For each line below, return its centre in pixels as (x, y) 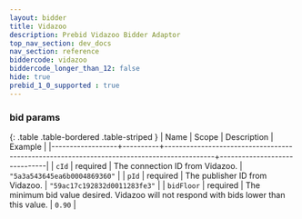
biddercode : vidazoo (49, 60)
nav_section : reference (55, 52)
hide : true (30, 77)
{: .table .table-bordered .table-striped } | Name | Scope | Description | (141, 136)
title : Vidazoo (38, 26)
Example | (28, 146)
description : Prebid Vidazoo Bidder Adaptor (95, 35)
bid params (35, 117)
